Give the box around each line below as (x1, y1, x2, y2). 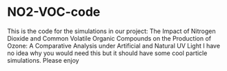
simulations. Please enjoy (7, 56, 79, 64)
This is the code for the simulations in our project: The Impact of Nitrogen (7, 27, 216, 35)
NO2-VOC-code (7, 4, 101, 20)
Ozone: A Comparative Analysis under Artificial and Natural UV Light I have (7, 41, 221, 50)
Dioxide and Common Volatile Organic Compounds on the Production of (7, 34, 212, 42)
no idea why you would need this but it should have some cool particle (7, 49, 208, 57)
